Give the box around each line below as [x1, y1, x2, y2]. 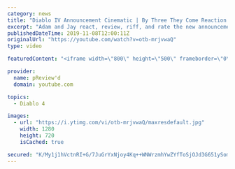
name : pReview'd [13, 74, 61, 81]
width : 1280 [20, 126, 55, 133]
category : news [7, 10, 52, 17]
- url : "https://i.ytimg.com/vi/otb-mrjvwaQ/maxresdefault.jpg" [13, 119, 205, 126]
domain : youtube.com [13, 81, 73, 88]
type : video [7, 43, 42, 50]
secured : [7, 151, 33, 158]
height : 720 [20, 132, 55, 139]
